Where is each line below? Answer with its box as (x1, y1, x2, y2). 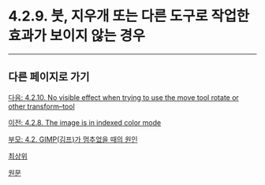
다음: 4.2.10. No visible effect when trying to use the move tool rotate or (8, 92, 239, 102)
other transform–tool (8, 102, 75, 111)
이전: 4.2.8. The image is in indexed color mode (8, 117, 162, 127)
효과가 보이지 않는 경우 (8, 27, 146, 45)
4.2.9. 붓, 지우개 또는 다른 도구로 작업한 (8, 7, 250, 25)
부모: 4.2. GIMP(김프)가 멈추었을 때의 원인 (8, 135, 138, 144)
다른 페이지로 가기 (8, 70, 90, 83)
